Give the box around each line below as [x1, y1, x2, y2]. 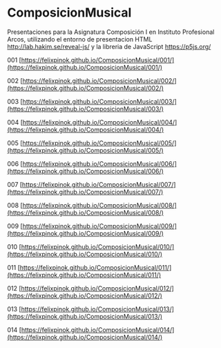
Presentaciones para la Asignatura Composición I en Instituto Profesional [7, 28, 215, 36]
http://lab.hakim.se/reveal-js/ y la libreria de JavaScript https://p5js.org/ [7, 42, 211, 51]
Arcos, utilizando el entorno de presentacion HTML [7, 35, 153, 43]
